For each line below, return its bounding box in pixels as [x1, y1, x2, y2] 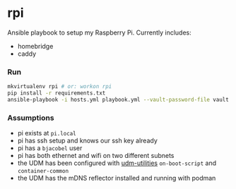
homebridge [17, 42, 54, 50]
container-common [17, 168, 69, 175]
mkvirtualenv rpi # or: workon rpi [7, 83, 112, 90]
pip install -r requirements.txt [7, 90, 106, 97]
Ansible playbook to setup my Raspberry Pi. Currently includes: [7, 28, 192, 37]
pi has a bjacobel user [17, 144, 83, 152]
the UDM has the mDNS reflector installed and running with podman [17, 174, 216, 183]
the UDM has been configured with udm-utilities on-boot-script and [17, 159, 217, 167]
